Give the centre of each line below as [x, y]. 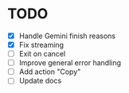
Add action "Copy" [50, 72]
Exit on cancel [42, 54]
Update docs [40, 81]
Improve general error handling [70, 63]
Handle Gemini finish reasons [67, 36]
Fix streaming [41, 45]
